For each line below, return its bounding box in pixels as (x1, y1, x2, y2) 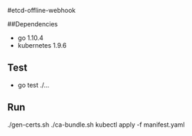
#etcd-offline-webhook (7, 6, 76, 14)
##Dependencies (7, 20, 58, 28)
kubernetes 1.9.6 (17, 41, 67, 49)
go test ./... (17, 80, 50, 89)
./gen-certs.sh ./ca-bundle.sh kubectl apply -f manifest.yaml (7, 120, 185, 129)
